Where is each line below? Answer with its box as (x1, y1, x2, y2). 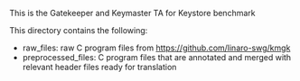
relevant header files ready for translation (22, 62, 177, 72)
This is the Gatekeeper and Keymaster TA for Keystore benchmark (9, 8, 256, 18)
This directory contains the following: (9, 25, 148, 35)
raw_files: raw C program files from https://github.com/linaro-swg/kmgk (22, 42, 291, 53)
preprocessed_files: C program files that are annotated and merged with (22, 52, 292, 62)
